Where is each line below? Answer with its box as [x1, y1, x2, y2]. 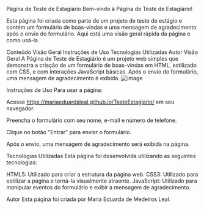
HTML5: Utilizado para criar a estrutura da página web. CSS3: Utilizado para [6, 171, 199, 178]
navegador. [6, 105, 35, 112]
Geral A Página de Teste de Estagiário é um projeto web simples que [6, 55, 179, 62]
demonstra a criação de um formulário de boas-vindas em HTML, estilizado [6, 61, 197, 69]
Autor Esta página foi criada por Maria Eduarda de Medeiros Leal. [6, 196, 171, 203]
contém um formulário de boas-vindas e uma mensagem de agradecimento [6, 24, 197, 31]
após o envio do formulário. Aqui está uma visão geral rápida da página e [6, 30, 191, 37]
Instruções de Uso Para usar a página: [6, 86, 103, 94]
